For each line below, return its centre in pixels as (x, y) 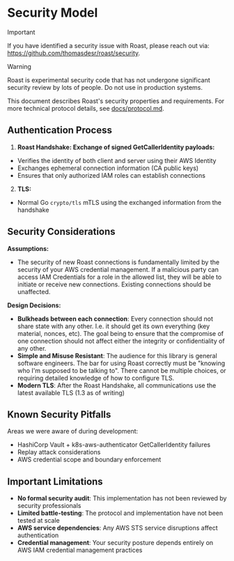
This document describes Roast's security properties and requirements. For (116, 101)
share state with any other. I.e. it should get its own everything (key (114, 326)
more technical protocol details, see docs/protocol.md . (86, 108)
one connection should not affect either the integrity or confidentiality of (121, 341)
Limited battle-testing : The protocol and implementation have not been (120, 513)
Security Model (53, 13)
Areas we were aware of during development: (73, 431)
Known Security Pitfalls (59, 414)
